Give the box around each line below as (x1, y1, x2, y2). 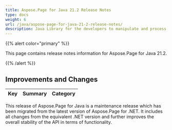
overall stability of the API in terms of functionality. (5, 119, 112, 125)
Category (52, 90, 75, 97)
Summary (22, 90, 47, 97)
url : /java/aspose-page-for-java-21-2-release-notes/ (5, 21, 123, 27)
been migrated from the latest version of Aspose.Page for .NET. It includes (5, 108, 163, 114)
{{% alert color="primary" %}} (5, 40, 70, 46)
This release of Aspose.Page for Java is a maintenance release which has (5, 102, 162, 109)
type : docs (5, 12, 29, 17)
